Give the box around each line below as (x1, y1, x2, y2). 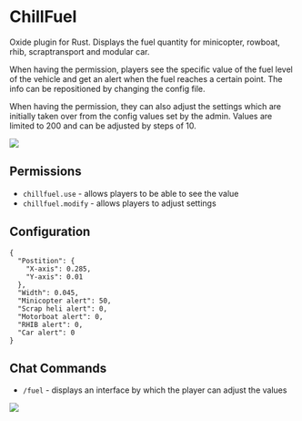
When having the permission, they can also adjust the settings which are (9, 100, 282, 111)
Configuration (9, 224, 91, 240)
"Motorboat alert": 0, (17, 312, 104, 321)
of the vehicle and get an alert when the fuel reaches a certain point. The (9, 73, 283, 84)
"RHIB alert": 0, (17, 320, 84, 329)
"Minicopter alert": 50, (17, 296, 112, 305)
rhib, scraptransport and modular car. (9, 46, 150, 56)
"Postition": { (17, 256, 75, 265)
